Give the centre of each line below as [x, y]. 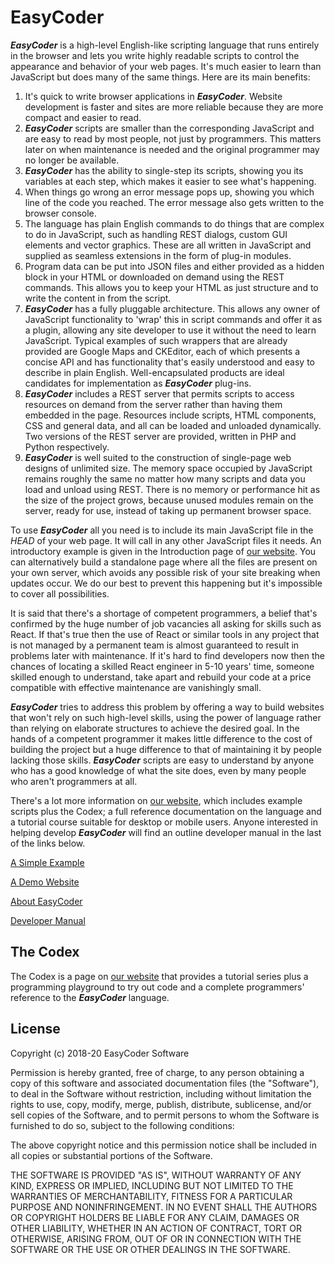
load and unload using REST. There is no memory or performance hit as [172, 489]
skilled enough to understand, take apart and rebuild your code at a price [161, 677]
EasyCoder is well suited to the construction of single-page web [158, 457]
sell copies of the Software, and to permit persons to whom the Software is [165, 1115]
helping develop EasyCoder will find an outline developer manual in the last [166, 832]
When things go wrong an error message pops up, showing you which [169, 192]
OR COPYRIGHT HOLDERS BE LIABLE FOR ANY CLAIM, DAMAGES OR [155, 1217]
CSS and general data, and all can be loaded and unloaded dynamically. [173, 425]
